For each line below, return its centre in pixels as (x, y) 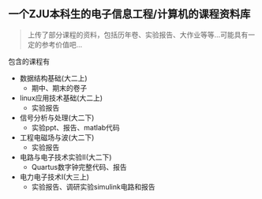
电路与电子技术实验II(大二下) (65, 157)
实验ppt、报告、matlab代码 (75, 127)
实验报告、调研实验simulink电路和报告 (93, 186)
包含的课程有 (29, 61)
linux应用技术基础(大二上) (61, 98)
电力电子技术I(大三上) (54, 177)
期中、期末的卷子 (59, 88)
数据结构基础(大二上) (54, 78)
